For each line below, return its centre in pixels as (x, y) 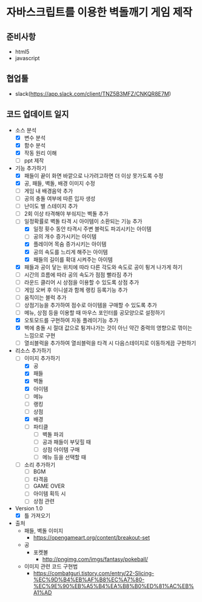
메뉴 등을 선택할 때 (64, 457)
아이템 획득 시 (49, 494)
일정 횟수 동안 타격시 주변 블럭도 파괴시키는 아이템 (92, 229)
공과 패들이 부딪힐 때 (66, 442)
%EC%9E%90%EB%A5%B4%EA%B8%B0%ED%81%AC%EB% (113, 586)
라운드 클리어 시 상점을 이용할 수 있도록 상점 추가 (82, 282)
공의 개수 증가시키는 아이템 (65, 237)
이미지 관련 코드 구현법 (51, 566)
